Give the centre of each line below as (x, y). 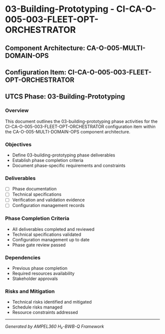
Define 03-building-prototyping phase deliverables (64, 155)
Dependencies (23, 257)
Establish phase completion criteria (48, 160)
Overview (17, 110)
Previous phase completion (40, 268)
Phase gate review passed (39, 245)
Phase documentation (34, 189)
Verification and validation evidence (48, 200)
